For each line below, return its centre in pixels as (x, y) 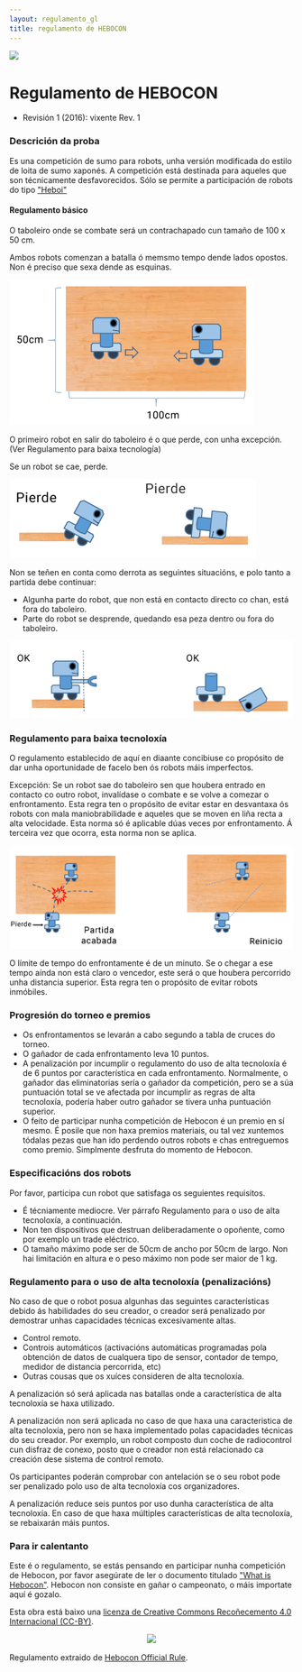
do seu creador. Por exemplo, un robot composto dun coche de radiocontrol (151, 1440)
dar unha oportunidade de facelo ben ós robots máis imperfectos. (132, 767)
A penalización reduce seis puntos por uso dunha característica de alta (142, 1503)
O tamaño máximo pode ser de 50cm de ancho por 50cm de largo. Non (155, 1248)
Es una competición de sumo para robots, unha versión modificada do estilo (151, 161)
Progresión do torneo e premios (80, 1015)
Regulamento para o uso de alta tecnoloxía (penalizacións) (141, 1282)
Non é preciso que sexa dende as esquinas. (91, 267)
